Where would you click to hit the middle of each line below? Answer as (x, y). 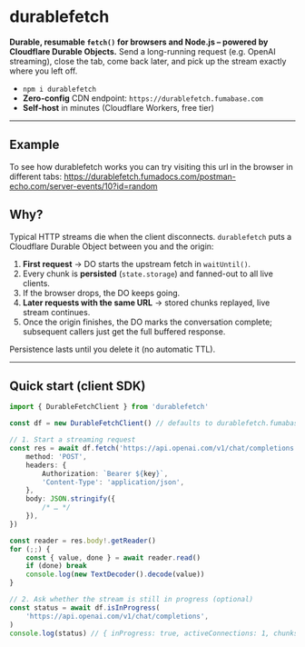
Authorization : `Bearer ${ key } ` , (105, 473)
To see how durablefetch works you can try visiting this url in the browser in (151, 166)
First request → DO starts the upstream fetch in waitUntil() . (137, 264)
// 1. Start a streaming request (73, 440)
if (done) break (57, 566)
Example (34, 145)
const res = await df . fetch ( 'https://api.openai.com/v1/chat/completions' (154, 448)
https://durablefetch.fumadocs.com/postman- (149, 176)
